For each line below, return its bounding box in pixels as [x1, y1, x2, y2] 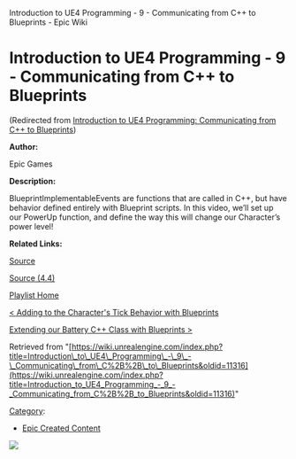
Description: [9, 175, 56, 186]
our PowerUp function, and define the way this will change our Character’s [9, 212, 281, 222]
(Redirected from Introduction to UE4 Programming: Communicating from [9, 114, 277, 125]
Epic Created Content [21, 423, 101, 433]
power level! [9, 221, 54, 231]
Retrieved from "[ [9, 341, 72, 352]
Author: [9, 141, 39, 152]
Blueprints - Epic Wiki [9, 17, 88, 27]
